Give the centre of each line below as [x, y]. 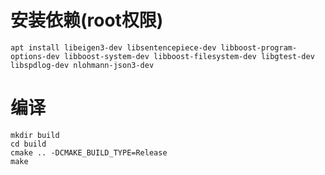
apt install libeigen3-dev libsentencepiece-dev [113, 47]
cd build [28, 144]
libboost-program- [259, 47]
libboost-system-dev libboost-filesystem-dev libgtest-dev [189, 56]
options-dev [35, 56]
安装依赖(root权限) [87, 20]
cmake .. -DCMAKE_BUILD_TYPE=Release [89, 152]
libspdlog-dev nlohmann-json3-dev [82, 65]
